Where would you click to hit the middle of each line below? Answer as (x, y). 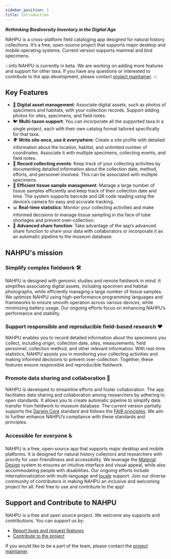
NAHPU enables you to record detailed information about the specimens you (86, 338)
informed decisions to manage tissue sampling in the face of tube (82, 215)
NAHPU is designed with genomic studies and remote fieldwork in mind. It (83, 281)
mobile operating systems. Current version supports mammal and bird (79, 50)
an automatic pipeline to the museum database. (63, 236)
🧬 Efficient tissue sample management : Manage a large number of (83, 185)
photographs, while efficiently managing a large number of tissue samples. (84, 292)
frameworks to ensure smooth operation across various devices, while (79, 302)
